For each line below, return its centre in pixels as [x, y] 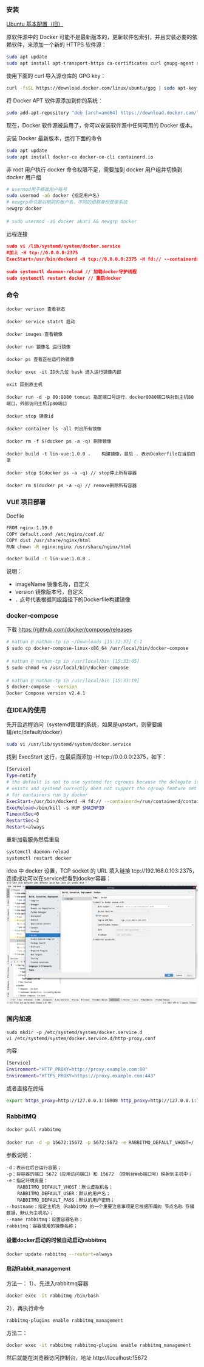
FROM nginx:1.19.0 [29, 528]
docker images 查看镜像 [34, 334]
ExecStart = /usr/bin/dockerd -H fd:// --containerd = [73, 801]
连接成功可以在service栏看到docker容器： [59, 878]
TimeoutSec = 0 [23, 814]
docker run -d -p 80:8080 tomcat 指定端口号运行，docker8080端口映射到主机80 [100, 398]
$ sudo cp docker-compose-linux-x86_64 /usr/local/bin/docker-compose [97, 648]
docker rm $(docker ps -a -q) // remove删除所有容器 [72, 486]
